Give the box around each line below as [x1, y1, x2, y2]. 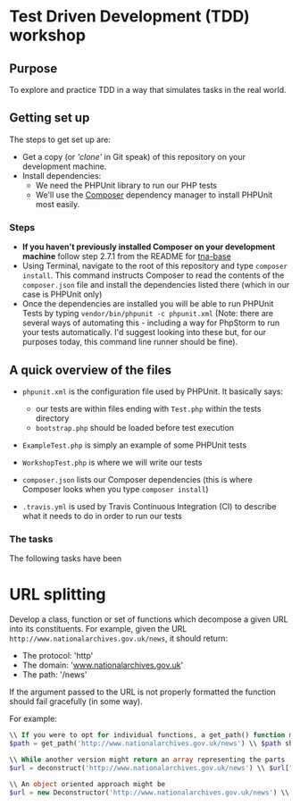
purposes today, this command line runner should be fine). [21, 337, 238, 348]
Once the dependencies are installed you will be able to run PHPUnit [21, 298, 274, 309]
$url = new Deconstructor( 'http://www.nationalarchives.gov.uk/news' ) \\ [9, 788, 290, 797]
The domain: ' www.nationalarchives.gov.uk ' [21, 659, 184, 671]
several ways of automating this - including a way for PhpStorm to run [21, 317, 280, 328]
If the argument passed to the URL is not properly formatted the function [9, 686, 277, 698]
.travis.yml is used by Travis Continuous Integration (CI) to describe [21, 500, 277, 511]
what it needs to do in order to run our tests [21, 510, 183, 521]
